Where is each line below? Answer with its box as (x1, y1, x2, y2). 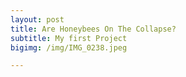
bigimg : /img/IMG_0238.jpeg (10, 42, 128, 53)
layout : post (10, 14, 65, 25)
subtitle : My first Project (10, 33, 128, 43)
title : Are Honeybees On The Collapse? (10, 24, 177, 34)
